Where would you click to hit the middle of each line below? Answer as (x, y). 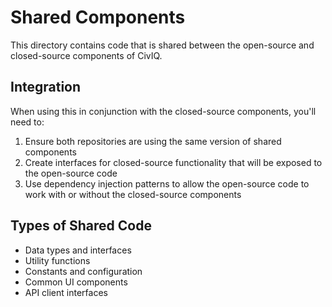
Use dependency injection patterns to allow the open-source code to (167, 183)
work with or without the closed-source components (133, 194)
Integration (46, 87)
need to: (27, 122)
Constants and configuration (83, 271)
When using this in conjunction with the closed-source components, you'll (163, 111)
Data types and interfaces (78, 250)
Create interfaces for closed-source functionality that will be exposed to (173, 162)
